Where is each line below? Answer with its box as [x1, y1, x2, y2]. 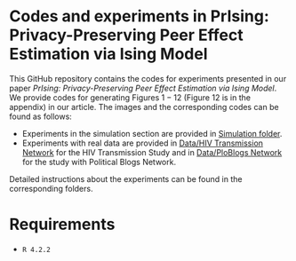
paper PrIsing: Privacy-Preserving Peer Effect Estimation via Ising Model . [9, 83, 277, 93]
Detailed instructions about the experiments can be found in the [9, 173, 243, 184]
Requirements [9, 215, 116, 234]
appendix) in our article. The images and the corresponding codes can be [9, 101, 279, 112]
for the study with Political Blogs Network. [21, 156, 176, 167]
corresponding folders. [9, 183, 93, 194]
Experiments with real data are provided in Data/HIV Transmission [21, 138, 264, 148]
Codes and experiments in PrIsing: [9, 6, 269, 27]
